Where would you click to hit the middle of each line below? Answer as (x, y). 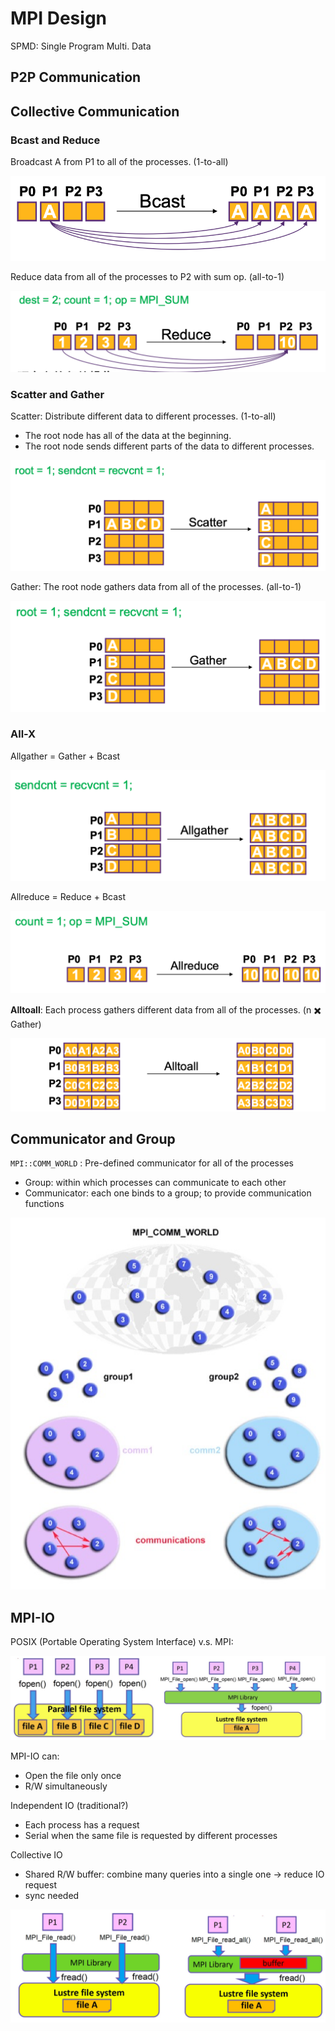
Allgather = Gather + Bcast (65, 756)
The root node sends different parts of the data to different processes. (169, 446)
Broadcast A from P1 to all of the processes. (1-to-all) (119, 162)
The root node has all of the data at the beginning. (128, 436)
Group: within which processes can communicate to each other (155, 1183)
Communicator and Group (93, 1138)
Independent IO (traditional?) (69, 1806)
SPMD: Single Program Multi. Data (81, 46)
